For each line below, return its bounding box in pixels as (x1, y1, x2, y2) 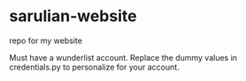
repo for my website (9, 35, 82, 46)
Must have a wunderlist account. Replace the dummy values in (9, 52, 237, 63)
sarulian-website (9, 6, 137, 26)
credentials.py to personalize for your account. (9, 62, 180, 72)
